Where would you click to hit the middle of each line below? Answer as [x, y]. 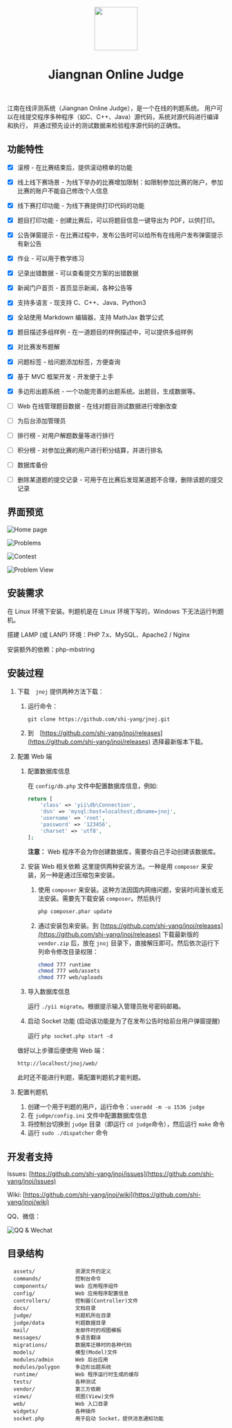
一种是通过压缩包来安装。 [82, 875]
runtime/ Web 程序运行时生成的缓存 [76, 1374]
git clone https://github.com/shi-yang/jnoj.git [99, 719]
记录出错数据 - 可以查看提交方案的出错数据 [78, 273]
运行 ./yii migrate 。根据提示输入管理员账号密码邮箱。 [106, 1006]
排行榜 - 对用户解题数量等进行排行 [66, 435]
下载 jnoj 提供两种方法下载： [61, 691]
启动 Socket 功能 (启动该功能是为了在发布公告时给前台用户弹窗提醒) [124, 1021]
